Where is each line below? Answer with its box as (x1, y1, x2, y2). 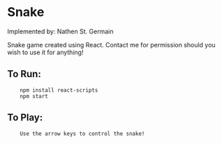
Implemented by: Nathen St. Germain (7, 27, 114, 35)
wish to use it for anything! (7, 48, 84, 56)
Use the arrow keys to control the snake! (20, 130, 145, 137)
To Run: (7, 68, 42, 80)
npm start (20, 93, 49, 99)
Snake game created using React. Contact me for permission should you (7, 40, 216, 49)
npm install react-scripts (20, 86, 98, 94)
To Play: (7, 112, 43, 124)
